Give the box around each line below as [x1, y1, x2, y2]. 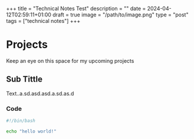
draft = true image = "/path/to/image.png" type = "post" [52, 11, 189, 18]
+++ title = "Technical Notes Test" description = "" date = [6, 5, 146, 12]
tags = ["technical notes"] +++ [6, 18, 81, 24]
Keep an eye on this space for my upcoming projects [6, 57, 134, 64]
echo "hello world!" [6, 128, 57, 134]
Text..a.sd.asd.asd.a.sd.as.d [6, 90, 74, 97]
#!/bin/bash [6, 118, 35, 124]
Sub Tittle [6, 74, 43, 84]
